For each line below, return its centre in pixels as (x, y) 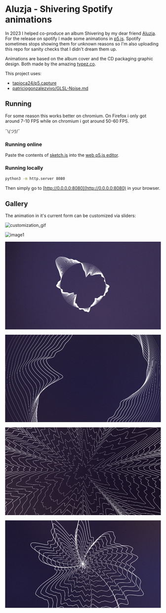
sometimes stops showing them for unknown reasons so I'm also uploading (82, 44)
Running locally (24, 168)
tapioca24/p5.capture (34, 83)
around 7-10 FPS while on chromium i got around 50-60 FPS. (67, 121)
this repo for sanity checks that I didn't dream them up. (61, 49)
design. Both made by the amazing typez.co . (51, 64)
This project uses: (23, 73)
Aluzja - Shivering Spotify (59, 9)
